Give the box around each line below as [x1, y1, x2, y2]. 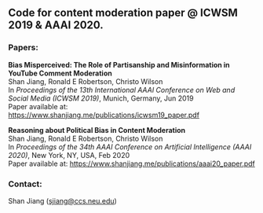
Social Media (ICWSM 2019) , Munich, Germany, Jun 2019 [8, 94, 194, 103]
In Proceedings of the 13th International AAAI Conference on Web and [8, 85, 236, 94]
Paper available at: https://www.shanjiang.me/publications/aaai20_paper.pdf [8, 159, 255, 168]
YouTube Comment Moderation [8, 68, 112, 78]
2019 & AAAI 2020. [8, 19, 104, 32]
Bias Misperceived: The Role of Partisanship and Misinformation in [8, 60, 230, 69]
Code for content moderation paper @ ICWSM [8, 6, 238, 20]
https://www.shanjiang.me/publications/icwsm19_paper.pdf [8, 110, 200, 119]
